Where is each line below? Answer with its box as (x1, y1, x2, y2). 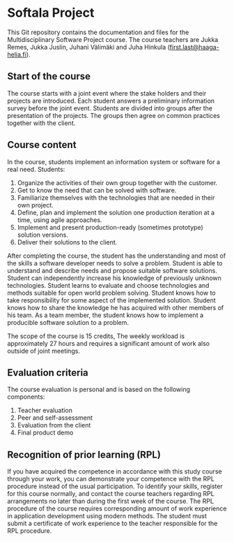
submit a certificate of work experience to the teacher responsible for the (7, 519, 218, 528)
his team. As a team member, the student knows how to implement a (7, 311, 204, 319)
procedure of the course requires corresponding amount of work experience (7, 504, 227, 513)
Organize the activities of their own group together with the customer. (17, 178, 218, 186)
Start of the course (7, 71, 91, 82)
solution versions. (17, 230, 68, 239)
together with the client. (7, 119, 76, 127)
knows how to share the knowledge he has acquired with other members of (7, 303, 224, 312)
